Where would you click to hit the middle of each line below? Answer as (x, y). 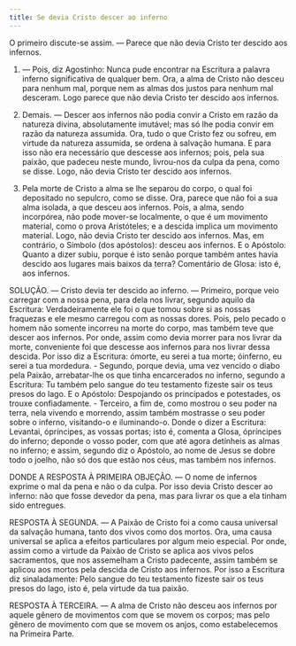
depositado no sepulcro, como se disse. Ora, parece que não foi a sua (150, 198)
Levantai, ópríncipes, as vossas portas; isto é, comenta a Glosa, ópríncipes (145, 432)
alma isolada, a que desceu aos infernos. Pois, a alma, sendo (133, 207)
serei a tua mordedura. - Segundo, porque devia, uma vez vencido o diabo (145, 365)
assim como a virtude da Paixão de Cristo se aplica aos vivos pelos (132, 550)
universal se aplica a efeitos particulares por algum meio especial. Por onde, (148, 541)
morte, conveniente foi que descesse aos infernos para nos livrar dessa (140, 346)
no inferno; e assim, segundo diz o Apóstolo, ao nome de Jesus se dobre (142, 450)
